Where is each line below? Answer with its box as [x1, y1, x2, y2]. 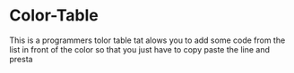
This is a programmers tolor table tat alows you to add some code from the [9, 35, 286, 45]
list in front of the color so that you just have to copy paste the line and [9, 44, 271, 54]
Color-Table [9, 5, 99, 26]
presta [9, 53, 33, 64]
